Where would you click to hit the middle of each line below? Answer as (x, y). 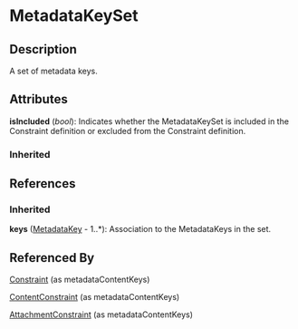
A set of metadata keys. (53, 71)
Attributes (38, 99)
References (43, 184)
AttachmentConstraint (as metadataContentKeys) (101, 314)
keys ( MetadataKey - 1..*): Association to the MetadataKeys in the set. (140, 229)
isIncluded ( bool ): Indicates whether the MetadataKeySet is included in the (149, 121)
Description (43, 49)
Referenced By (52, 258)
